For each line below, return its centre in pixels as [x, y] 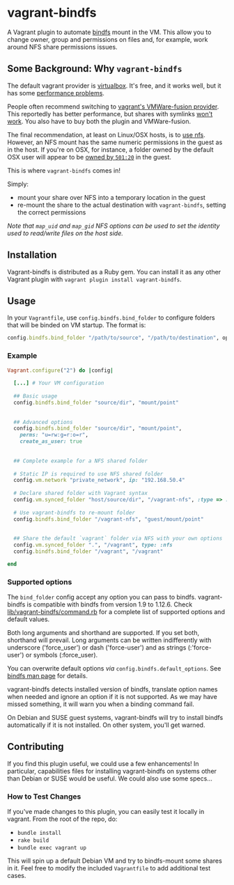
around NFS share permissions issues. [62, 47]
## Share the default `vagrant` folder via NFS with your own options [118, 539]
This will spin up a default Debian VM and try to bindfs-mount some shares [115, 861]
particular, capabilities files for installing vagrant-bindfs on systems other [112, 771]
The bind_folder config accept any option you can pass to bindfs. [102, 597]
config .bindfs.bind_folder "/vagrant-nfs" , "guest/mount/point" [109, 519]
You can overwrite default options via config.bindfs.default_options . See [114, 668]
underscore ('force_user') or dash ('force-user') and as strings [97, 648]
